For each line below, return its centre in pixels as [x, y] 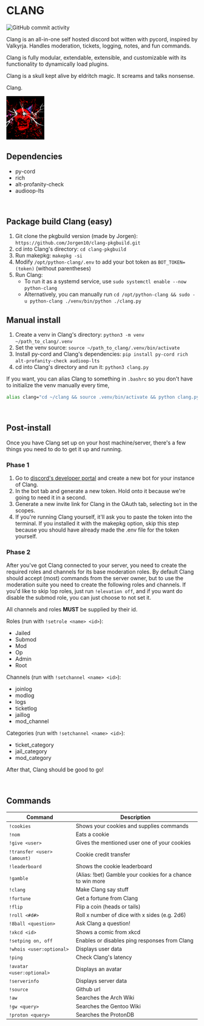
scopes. [25, 511]
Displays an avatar [99, 969]
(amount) [20, 858]
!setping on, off [31, 941]
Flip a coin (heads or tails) [108, 906]
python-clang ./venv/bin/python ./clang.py [85, 301]
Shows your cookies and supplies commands [132, 826]
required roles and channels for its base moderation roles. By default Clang [100, 572]
